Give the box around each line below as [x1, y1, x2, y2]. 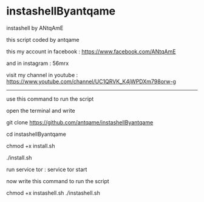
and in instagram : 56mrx [6, 59, 69, 67]
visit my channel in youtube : [6, 71, 78, 78]
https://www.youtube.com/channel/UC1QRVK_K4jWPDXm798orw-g [6, 78, 176, 85]
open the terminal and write [6, 107, 76, 114]
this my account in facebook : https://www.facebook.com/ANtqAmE [6, 47, 176, 55]
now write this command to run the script [6, 177, 109, 184]
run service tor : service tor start [6, 166, 87, 173]
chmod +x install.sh [6, 142, 56, 149]
